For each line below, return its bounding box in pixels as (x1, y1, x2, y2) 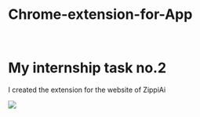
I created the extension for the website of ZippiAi (8, 85, 166, 94)
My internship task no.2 (8, 59, 167, 77)
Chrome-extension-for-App (8, 5, 193, 24)
